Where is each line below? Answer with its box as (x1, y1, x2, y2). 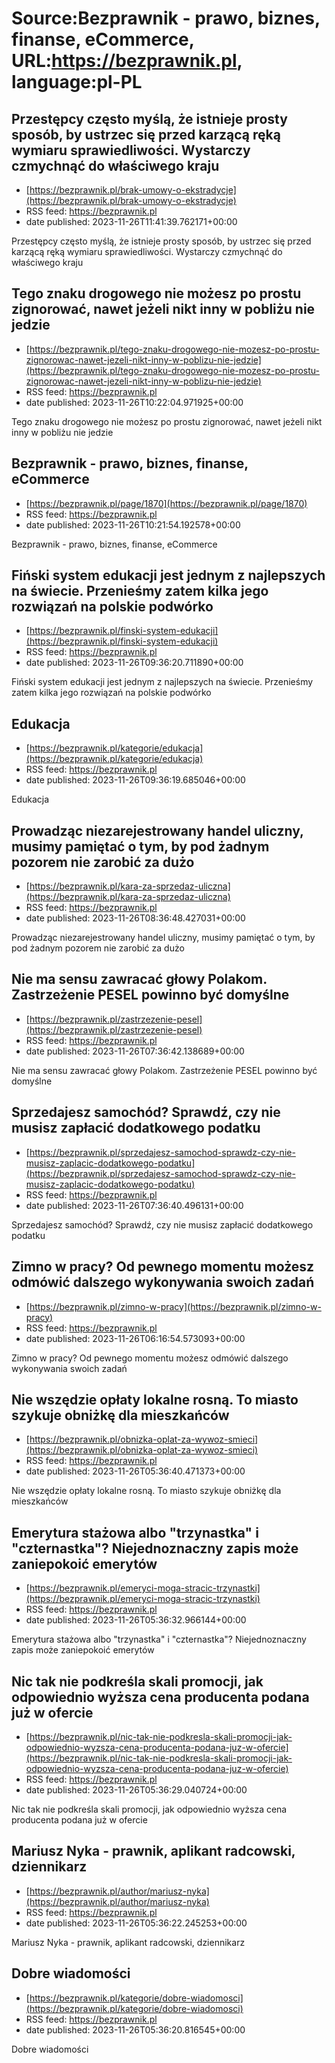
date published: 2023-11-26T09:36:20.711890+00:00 (25, 657, 244, 669)
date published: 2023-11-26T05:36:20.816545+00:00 (25, 2023, 246, 2036)
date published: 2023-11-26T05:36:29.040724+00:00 (25, 1783, 248, 1796)
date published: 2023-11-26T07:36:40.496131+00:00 (25, 1199, 244, 1211)
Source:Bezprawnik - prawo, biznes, (11, 7, 321, 30)
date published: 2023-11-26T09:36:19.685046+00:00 (25, 774, 246, 786)
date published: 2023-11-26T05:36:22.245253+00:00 (25, 1917, 248, 1929)
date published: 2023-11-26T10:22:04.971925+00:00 (25, 396, 244, 408)
